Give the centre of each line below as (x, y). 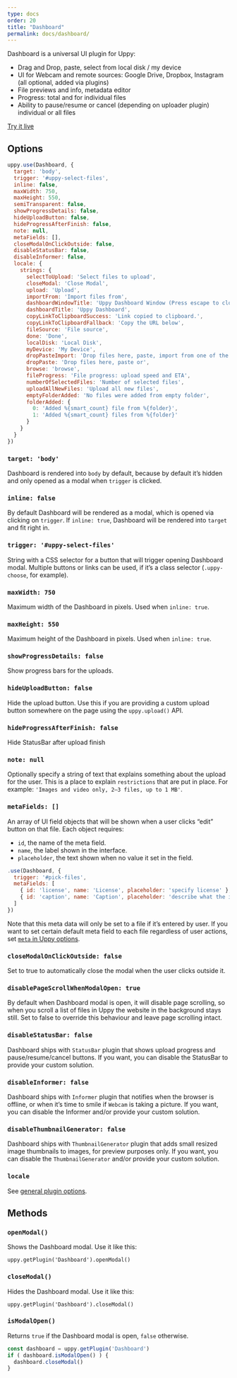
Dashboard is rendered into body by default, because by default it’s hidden (115, 473)
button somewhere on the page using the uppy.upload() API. (95, 710)
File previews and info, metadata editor (74, 90)
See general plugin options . (47, 1191)
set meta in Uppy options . (44, 938)
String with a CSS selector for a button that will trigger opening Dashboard (115, 559)
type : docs (23, 14)
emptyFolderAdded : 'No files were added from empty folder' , (118, 395)
